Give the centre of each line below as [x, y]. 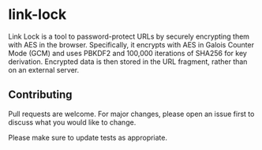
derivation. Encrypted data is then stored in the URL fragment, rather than [128, 62]
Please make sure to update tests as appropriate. [88, 137]
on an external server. [44, 69]
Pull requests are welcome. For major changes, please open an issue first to [131, 114]
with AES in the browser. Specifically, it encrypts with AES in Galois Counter [131, 44]
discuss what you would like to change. [72, 122]
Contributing [40, 95]
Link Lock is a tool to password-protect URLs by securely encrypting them [129, 36]
